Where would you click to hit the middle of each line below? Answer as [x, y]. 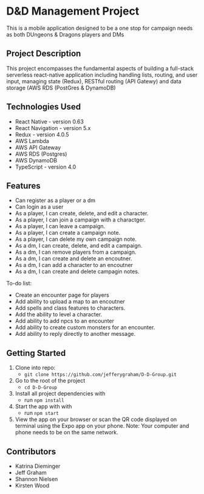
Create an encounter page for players [62, 295]
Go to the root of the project [50, 381]
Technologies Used [43, 107]
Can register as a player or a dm [55, 200]
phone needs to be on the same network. [66, 433]
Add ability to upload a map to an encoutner [70, 302]
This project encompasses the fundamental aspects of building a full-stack [100, 68]
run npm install [44, 400]
